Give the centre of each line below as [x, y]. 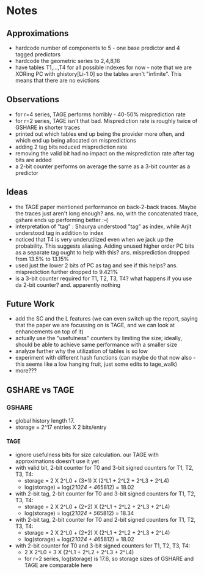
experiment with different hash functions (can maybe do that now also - [105, 358]
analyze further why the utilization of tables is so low [82, 351]
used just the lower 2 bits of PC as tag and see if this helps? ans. [97, 265]
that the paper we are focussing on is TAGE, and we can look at [95, 325]
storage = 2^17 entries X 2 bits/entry [61, 427]
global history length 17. [45, 421]
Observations [33, 99]
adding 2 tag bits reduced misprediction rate [71, 147]
